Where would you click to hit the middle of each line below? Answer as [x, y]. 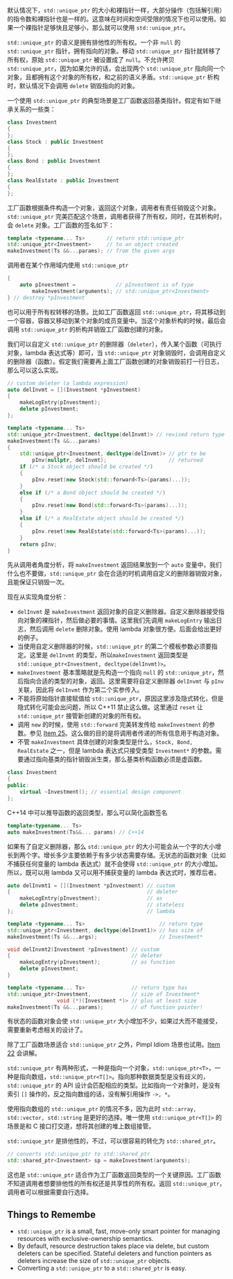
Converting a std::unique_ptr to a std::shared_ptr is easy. [102, 1268]
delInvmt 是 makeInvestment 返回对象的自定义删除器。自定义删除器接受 [118, 612]
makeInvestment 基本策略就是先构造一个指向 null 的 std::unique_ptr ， [118, 672]
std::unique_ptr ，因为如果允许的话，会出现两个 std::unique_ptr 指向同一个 [116, 68]
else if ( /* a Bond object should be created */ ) [93, 493]
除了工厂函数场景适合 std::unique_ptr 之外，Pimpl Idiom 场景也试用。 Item [114, 1045]
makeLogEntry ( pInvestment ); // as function [97, 962]
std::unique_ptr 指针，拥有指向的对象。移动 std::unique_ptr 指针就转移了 [114, 51]
